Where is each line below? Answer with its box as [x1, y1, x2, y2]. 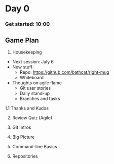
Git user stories [19, 85, 51, 91]
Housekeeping [12, 49, 42, 55]
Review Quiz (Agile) [12, 114, 53, 120]
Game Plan [5, 36, 39, 45]
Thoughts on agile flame [12, 80, 62, 86]
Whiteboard [19, 74, 44, 80]
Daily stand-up [19, 90, 50, 96]
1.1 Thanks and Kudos [5, 105, 49, 111]
